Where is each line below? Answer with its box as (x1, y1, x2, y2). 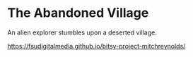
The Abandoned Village (7, 5, 149, 21)
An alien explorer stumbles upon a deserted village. (7, 28, 157, 37)
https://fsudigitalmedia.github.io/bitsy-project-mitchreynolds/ (7, 42, 186, 50)
